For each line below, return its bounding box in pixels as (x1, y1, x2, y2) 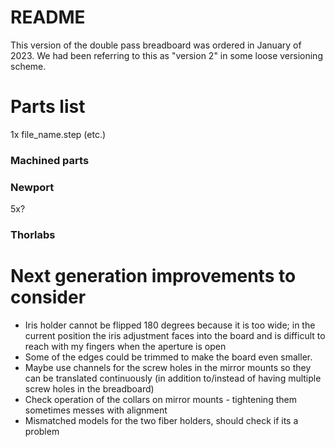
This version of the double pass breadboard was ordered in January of (10, 39, 302, 51)
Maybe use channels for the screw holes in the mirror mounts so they (24, 361, 312, 373)
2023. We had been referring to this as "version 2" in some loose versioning (10, 49, 323, 61)
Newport (10, 180, 55, 194)
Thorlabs (10, 228, 56, 242)
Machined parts (10, 153, 90, 167)
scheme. (10, 60, 47, 72)
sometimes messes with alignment (24, 404, 168, 416)
